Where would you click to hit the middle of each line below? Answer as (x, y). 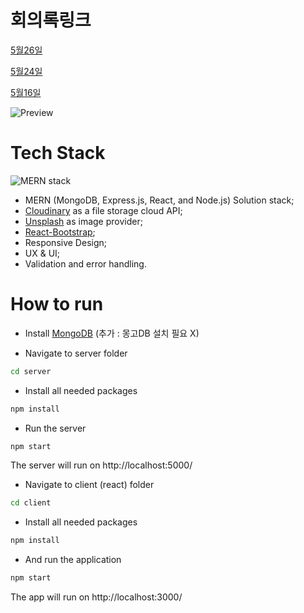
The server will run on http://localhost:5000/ (101, 465)
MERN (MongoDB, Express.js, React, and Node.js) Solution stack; (159, 200)
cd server (31, 371)
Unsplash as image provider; (83, 221)
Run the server (55, 428)
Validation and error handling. (85, 263)
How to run (57, 304)
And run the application (73, 560)
